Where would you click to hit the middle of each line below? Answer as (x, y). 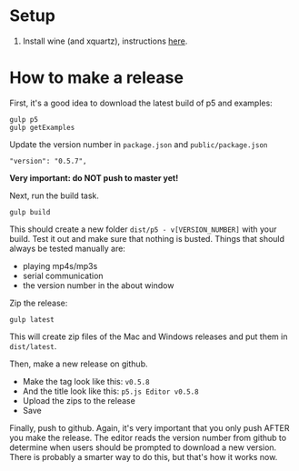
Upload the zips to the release (79, 400)
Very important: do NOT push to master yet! (94, 177)
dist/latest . (33, 346)
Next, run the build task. (55, 195)
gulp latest (32, 319)
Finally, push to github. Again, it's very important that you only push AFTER (149, 427)
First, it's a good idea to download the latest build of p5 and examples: (141, 103)
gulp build (30, 212)
